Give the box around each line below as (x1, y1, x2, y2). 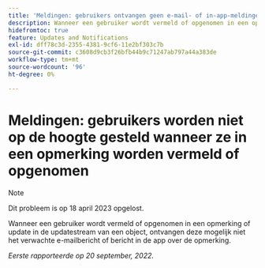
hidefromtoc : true (8, 26, 69, 34)
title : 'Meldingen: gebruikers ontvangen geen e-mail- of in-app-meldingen (8, 11, 263, 20)
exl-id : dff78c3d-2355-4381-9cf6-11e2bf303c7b (8, 41, 164, 49)
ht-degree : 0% (8, 70, 55, 78)
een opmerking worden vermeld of (8, 145, 240, 163)
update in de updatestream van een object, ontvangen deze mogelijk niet (8, 227, 246, 236)
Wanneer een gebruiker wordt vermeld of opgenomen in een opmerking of (8, 218, 251, 228)
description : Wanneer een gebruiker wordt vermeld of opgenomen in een (8, 19, 248, 27)
